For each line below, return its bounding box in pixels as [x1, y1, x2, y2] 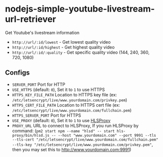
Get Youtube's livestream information [5, 30, 80, 35]
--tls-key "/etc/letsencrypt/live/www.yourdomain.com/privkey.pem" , [12, 141, 153, 147]
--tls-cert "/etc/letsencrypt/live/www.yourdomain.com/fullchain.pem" [12, 137, 159, 142]
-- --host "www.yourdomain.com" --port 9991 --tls [51, 133, 157, 138]
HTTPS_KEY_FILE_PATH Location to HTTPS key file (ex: [12, 92, 117, 97]
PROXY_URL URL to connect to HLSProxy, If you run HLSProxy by [12, 123, 139, 128]
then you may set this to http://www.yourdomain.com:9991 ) [12, 146, 131, 152]
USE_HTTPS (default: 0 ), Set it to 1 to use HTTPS [12, 86, 105, 93]
